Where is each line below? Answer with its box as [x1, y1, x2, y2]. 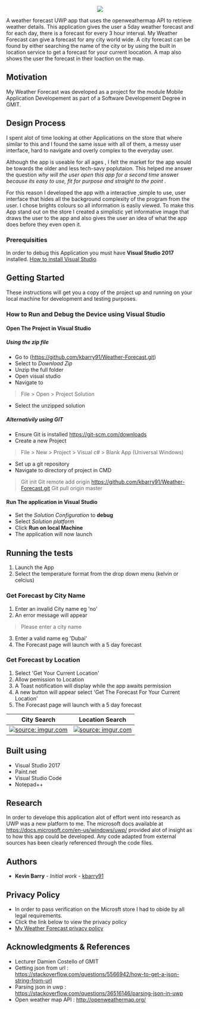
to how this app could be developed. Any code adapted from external [6, 833, 177, 840]
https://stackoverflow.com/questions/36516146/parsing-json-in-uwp [14, 989, 183, 996]
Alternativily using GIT [6, 415, 64, 423]
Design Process [6, 118, 66, 129]
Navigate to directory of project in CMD [14, 467, 112, 474]
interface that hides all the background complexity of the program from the [6, 195, 190, 203]
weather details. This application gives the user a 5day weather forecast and [6, 23, 194, 30]
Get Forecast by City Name [6, 592, 86, 600]
